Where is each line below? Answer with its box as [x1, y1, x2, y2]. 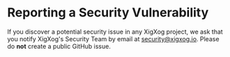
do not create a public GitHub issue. [7, 42, 112, 50]
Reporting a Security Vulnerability [7, 5, 209, 21]
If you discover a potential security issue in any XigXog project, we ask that [7, 27, 223, 36]
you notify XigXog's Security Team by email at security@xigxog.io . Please [7, 34, 220, 43]
